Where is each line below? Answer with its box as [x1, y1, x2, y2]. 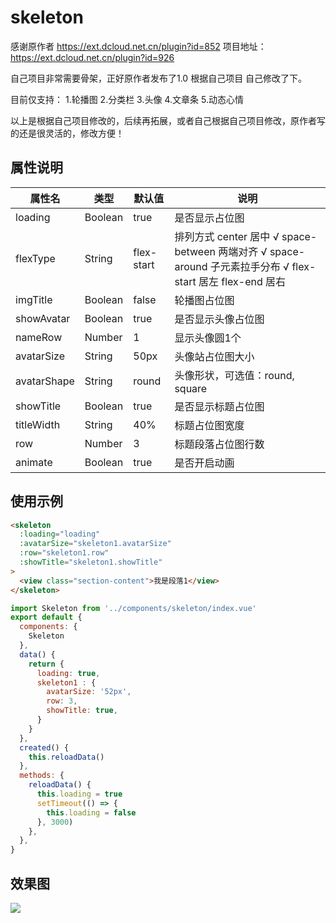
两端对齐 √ [218, 244, 268, 258]
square [174, 381, 208, 395]
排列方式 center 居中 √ [174, 229, 280, 243]
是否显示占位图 [174, 211, 245, 225]
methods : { [19, 771, 65, 781]
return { [28, 659, 65, 669]
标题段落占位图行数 [174, 437, 265, 451]
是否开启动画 [174, 456, 235, 470]
